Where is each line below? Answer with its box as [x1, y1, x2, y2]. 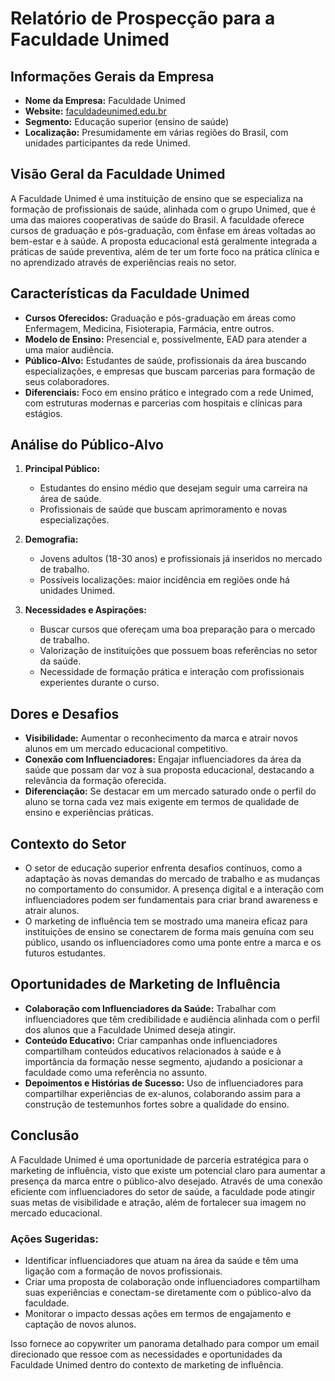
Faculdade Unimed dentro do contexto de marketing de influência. [10, 1358, 284, 1371]
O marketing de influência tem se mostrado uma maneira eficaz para [24, 915, 308, 927]
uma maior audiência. [24, 343, 115, 356]
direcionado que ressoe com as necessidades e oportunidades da [10, 1348, 283, 1360]
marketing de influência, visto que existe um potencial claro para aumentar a [10, 1164, 326, 1176]
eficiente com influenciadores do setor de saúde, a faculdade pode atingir [10, 1185, 316, 1197]
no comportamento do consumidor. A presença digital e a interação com [24, 883, 324, 896]
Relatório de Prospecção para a [10, 7, 276, 30]
